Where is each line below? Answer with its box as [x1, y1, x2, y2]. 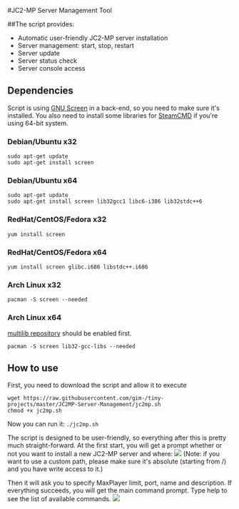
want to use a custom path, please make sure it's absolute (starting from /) [7, 457, 227, 466]
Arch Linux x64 [7, 313, 62, 323]
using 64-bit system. [7, 119, 69, 127]
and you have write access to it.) [7, 465, 103, 473]
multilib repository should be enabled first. [7, 328, 132, 338]
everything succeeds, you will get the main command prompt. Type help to [7, 486, 228, 495]
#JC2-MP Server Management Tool [7, 6, 112, 14]
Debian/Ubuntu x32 [7, 136, 77, 146]
